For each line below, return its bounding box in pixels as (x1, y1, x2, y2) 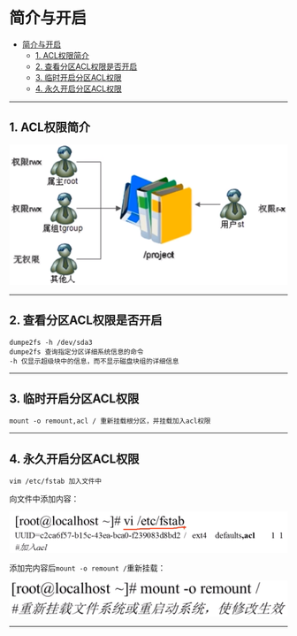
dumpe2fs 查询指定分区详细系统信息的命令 (9, 347, 144, 356)
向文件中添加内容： (9, 494, 80, 504)
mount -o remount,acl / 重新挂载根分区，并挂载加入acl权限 (9, 417, 211, 425)
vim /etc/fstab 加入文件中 (9, 477, 102, 487)
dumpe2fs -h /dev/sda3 (9, 338, 93, 347)
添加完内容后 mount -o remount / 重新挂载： (9, 563, 166, 573)
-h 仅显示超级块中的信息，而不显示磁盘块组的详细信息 (9, 356, 179, 365)
